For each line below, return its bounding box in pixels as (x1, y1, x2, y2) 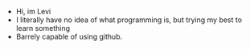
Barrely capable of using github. (15, 32, 123, 41)
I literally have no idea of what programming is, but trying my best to (15, 15, 243, 24)
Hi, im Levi (15, 7, 51, 16)
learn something (15, 24, 71, 32)
